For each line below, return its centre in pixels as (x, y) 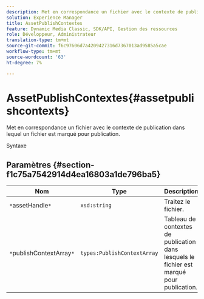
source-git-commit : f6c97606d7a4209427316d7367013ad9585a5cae (87, 46)
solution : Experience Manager (45, 18)
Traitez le (177, 202)
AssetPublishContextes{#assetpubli (100, 98)
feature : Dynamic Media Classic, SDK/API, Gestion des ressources (92, 29)
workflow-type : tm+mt (34, 52)
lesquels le (179, 257)
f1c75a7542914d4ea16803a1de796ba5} (83, 174)
